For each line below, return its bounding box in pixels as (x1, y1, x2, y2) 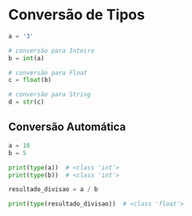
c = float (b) (8, 76, 52, 84)
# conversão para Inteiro (8, 47, 94, 55)
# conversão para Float (8, 68, 88, 77)
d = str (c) (8, 98, 45, 106)
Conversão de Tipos (8, 6, 146, 24)
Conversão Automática (8, 120, 126, 134)
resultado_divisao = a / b (8, 185, 98, 194)
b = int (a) (8, 54, 45, 62)
